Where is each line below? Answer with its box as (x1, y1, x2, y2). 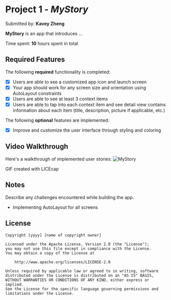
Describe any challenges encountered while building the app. (5, 194, 134, 200)
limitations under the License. (5, 291, 74, 296)
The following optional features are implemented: (5, 117, 110, 123)
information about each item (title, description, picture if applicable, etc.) (12, 108, 165, 113)
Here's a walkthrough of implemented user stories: (5, 156, 112, 162)
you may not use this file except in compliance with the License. (5, 246, 152, 251)
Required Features (5, 55, 65, 64)
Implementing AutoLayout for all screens (12, 204, 98, 210)
